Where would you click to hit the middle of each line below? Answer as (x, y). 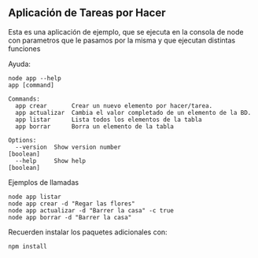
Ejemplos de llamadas (44, 182)
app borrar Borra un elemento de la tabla (95, 126)
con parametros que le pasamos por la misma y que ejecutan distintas (122, 40)
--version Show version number (68, 147)
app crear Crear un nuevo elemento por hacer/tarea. (114, 105)
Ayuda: (20, 64)
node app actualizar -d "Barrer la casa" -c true (91, 210)
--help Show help (51, 160)
